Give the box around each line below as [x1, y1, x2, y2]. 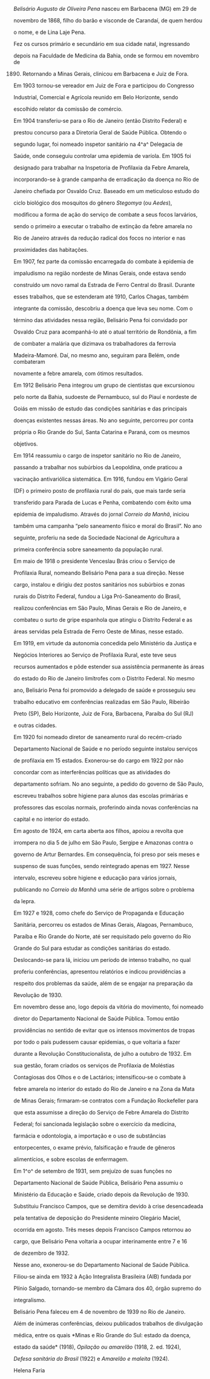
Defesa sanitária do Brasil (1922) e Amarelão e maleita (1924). [13, 1355, 169, 1362]
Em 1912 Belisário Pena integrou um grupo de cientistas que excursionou [13, 381, 195, 389]
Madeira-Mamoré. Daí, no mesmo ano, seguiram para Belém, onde [13, 352, 180, 359]
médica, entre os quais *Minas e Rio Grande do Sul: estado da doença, [13, 1332, 191, 1338]
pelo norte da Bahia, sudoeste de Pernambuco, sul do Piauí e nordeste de [13, 393, 197, 400]
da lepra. [13, 898, 36, 904]
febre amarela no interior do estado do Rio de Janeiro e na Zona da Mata [13, 1085, 195, 1092]
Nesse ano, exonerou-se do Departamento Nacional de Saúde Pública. [13, 1262, 190, 1268]
